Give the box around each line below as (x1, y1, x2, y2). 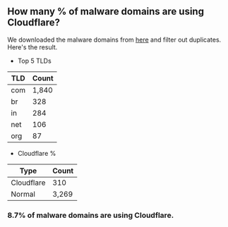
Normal (11, 189, 35, 199)
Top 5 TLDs (17, 56, 52, 65)
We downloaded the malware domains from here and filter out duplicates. (7, 35, 222, 44)
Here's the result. (7, 42, 58, 51)
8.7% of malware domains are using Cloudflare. (7, 210, 174, 220)
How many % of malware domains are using (7, 6, 205, 18)
